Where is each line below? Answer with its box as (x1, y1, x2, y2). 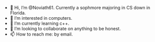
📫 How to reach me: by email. (10, 31, 73, 37)
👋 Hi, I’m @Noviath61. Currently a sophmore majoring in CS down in (10, 5, 150, 10)
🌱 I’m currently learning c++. (10, 20, 69, 26)
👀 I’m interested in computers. (10, 15, 72, 21)
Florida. (10, 10, 26, 16)
